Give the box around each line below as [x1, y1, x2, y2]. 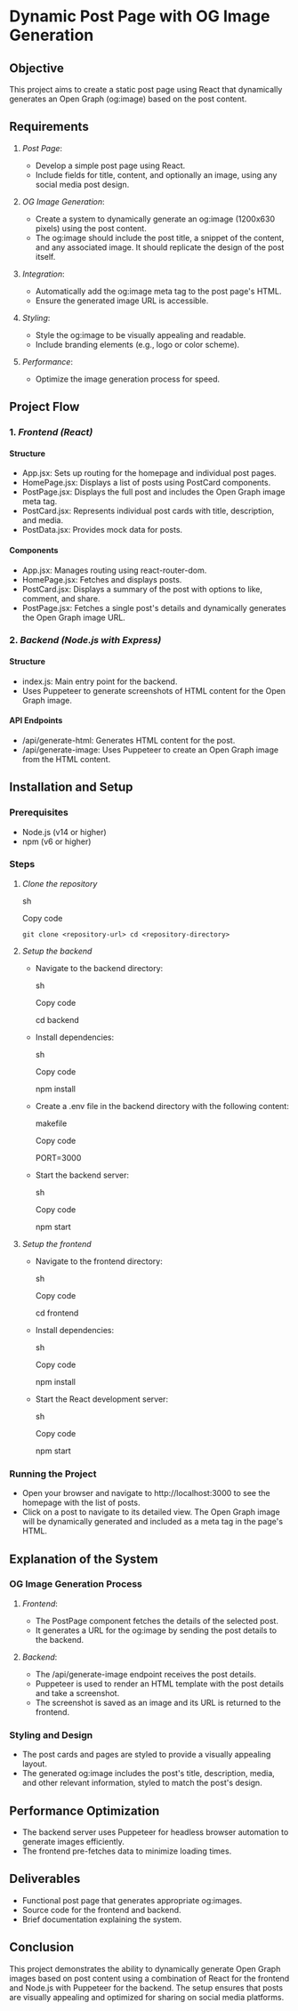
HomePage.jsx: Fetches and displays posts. [21, 574, 182, 584]
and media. [21, 515, 64, 526]
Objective [9, 60, 65, 76]
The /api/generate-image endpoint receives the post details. [35, 1669, 256, 1679]
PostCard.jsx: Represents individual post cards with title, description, [21, 505, 275, 517]
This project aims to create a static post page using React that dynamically [9, 84, 283, 94]
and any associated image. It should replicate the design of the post [35, 242, 285, 253]
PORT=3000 [35, 1152, 82, 1162]
